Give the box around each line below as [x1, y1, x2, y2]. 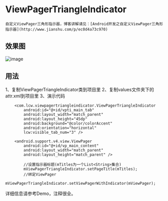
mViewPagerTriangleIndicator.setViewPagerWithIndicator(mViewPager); [5, 181, 156, 186]
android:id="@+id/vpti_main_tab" [23, 107, 95, 113]
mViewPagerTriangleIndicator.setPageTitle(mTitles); [23, 166, 138, 171]
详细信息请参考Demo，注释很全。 [5, 190, 76, 196]
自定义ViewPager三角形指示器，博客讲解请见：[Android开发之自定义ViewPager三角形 [5, 21, 163, 27]
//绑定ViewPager [23, 172, 57, 177]
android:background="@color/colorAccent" [23, 121, 113, 126]
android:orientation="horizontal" [23, 125, 97, 131]
